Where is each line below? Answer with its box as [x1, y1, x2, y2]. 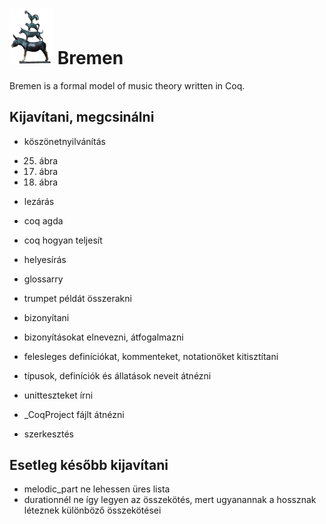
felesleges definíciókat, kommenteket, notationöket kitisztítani [23, 350, 279, 362]
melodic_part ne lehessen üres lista [23, 483, 171, 495]
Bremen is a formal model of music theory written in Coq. [9, 79, 246, 92]
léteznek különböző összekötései [23, 504, 162, 517]
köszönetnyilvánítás [23, 135, 106, 147]
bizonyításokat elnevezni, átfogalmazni [23, 331, 184, 343]
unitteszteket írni [23, 389, 94, 401]
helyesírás [23, 253, 67, 265]
